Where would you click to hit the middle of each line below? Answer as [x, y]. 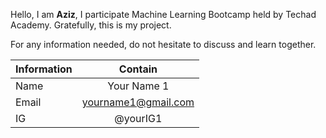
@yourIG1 [138, 118]
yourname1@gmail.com [138, 102]
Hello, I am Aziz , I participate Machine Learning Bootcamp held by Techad [163, 14]
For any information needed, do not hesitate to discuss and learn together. [163, 44]
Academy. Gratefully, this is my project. [91, 25]
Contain [138, 69]
